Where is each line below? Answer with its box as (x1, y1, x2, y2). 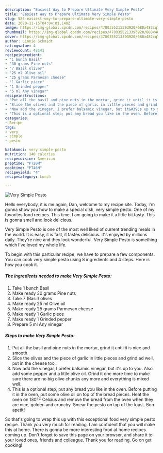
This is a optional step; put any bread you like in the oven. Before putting (12, 386, 157, 392)
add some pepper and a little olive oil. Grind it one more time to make (12, 371, 150, 377)
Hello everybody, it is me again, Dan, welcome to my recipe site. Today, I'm (5, 202, 155, 208)
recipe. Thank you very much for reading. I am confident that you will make (5, 422, 155, 428)
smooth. (12, 350, 29, 356)
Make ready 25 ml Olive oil (12, 301, 65, 307)
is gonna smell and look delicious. (5, 217, 73, 223)
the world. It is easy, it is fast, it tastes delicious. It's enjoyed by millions (5, 232, 147, 238)
